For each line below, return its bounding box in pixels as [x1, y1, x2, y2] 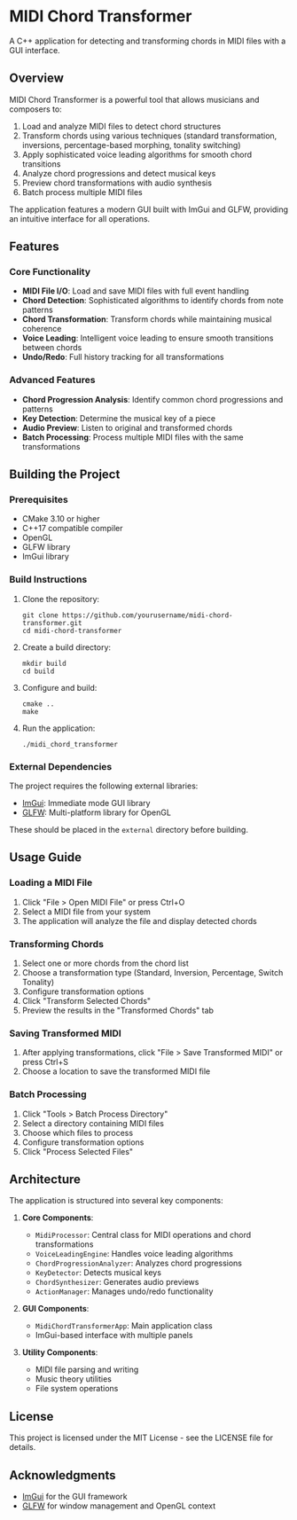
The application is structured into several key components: [9, 1195, 223, 1206]
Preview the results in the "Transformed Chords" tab [21, 1005, 215, 1015]
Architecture [9, 1171, 82, 1187]
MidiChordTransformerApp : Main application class [35, 1320, 213, 1331]
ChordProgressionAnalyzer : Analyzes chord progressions [35, 1258, 242, 1269]
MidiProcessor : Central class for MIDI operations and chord [35, 1230, 252, 1241]
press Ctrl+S [21, 1057, 69, 1068]
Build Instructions [9, 574, 88, 586]
